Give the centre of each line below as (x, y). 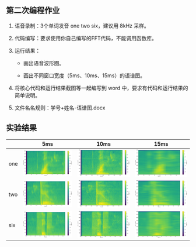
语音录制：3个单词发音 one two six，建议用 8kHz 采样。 (82, 26)
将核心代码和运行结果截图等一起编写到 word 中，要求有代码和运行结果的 (101, 88)
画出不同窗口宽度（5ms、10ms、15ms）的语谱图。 (84, 76)
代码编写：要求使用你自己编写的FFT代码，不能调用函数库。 (86, 38)
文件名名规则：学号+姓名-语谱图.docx (60, 108)
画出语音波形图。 (44, 63)
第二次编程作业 (33, 11)
